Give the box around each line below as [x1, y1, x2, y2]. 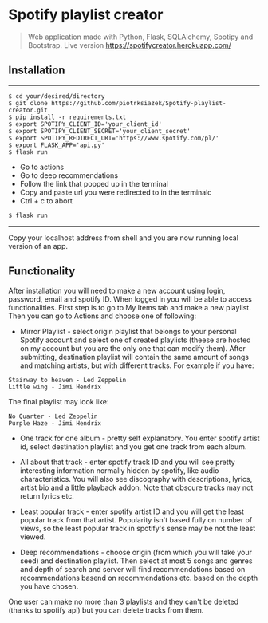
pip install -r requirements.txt [15, 113, 127, 121]
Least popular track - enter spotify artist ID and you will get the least [19, 507, 245, 516]
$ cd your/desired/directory [8, 92, 105, 101]
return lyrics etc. [19, 491, 74, 500]
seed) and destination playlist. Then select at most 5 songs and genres [19, 556, 253, 566]
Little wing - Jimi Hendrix [8, 383, 102, 391]
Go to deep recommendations [19, 170, 118, 180]
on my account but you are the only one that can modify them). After [19, 343, 246, 353]
